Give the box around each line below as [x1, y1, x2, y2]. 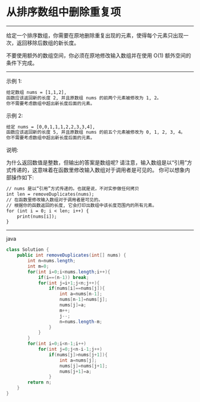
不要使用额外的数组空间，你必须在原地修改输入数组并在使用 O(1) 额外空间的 [6, 52, 192, 59]
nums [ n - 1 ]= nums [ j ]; [59, 297, 108, 303]
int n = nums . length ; [27, 258, 76, 264]
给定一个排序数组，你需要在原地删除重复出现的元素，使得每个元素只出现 [6, 32, 183, 39]
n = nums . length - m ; [59, 319, 102, 325]
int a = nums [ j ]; [59, 357, 97, 363]
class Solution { [6, 247, 49, 253]
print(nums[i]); [17, 213, 58, 219]
